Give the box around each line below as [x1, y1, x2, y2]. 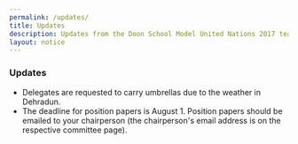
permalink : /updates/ [9, 12, 90, 22]
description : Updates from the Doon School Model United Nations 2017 [9, 29, 276, 38]
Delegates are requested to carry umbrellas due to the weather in [21, 87, 262, 97]
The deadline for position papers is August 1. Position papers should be [21, 105, 283, 116]
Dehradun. [21, 96, 61, 107]
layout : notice [9, 37, 66, 47]
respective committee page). [21, 125, 128, 135]
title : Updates [9, 21, 66, 30]
